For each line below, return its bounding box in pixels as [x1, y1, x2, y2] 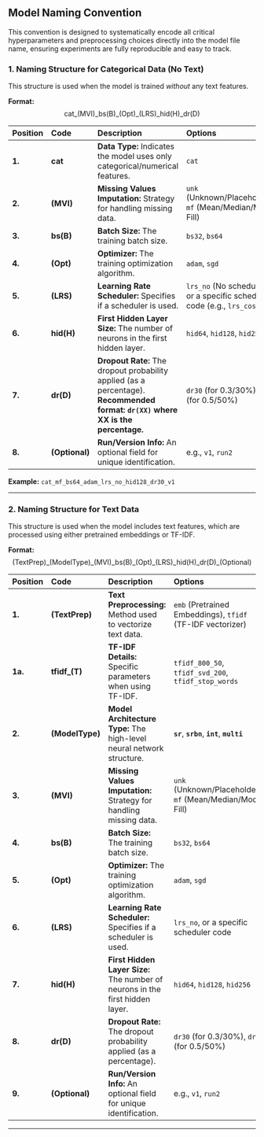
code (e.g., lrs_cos [185, 301, 257, 312]
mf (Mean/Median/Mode [174, 794, 262, 805]
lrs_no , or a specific [174, 917, 248, 928]
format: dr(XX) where [97, 404, 178, 415]
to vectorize [108, 619, 152, 630]
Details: [108, 652, 137, 663]
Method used [108, 609, 157, 620]
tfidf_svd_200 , [174, 667, 229, 678]
